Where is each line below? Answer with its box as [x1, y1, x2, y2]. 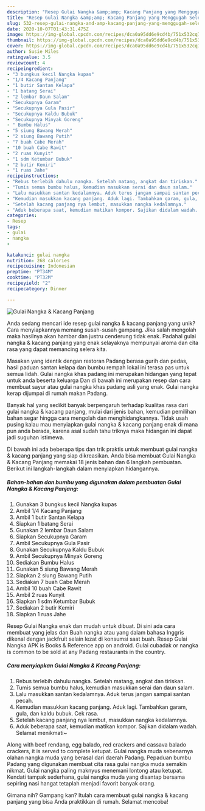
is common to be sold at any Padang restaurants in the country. [7, 648, 166, 655]
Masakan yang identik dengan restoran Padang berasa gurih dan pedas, [7, 357, 188, 364]
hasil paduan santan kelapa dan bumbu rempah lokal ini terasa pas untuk [7, 363, 190, 371]
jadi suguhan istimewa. [7, 433, 64, 441]
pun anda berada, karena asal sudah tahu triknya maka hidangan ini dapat [7, 427, 192, 434]
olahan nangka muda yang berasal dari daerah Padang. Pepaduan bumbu [7, 754, 191, 761]
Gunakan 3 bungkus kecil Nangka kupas [15, 500, 117, 508]
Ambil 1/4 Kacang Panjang [15, 507, 82, 514]
